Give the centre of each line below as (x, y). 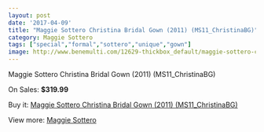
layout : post (29, 15)
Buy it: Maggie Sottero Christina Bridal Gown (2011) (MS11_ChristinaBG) (123, 104)
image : (19, 52)
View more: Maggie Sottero (52, 120)
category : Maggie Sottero (50, 37)
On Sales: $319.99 (38, 90)
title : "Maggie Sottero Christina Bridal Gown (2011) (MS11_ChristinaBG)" (133, 30)
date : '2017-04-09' (40, 23)
